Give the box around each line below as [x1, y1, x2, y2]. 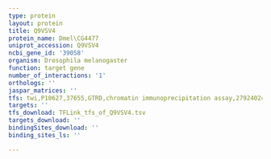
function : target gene [8, 64, 85, 72]
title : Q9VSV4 [8, 26, 56, 35]
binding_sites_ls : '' [8, 131, 81, 139]
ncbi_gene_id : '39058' [8, 49, 85, 57]
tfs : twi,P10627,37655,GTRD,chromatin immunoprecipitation [8, 94, 211, 102]
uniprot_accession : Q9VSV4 [8, 42, 99, 50]
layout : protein [8, 19, 63, 27]
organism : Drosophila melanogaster [8, 57, 128, 65]
